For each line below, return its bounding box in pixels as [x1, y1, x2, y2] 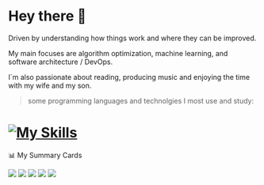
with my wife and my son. [8, 81, 92, 90]
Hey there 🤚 [8, 7, 87, 25]
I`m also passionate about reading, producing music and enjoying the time [8, 72, 251, 81]
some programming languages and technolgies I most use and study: [27, 96, 254, 105]
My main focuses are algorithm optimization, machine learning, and [8, 48, 228, 58]
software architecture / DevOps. [8, 57, 113, 66]
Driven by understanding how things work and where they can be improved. [8, 33, 257, 43]
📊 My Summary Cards [8, 150, 82, 160]
